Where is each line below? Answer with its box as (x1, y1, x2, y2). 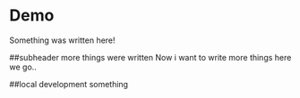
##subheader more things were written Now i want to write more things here (9, 52, 292, 62)
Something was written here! (9, 35, 116, 45)
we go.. (9, 61, 38, 72)
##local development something (9, 78, 128, 89)
